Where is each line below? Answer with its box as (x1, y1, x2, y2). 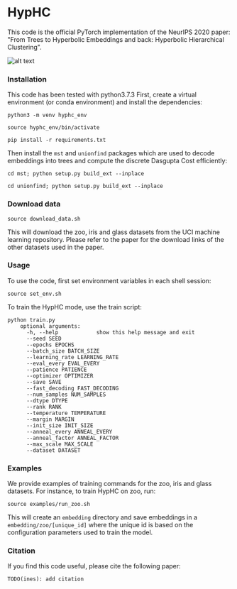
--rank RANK (26, 403, 62, 410)
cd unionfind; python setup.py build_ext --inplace (7, 182, 163, 190)
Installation (7, 74, 48, 84)
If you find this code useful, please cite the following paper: (7, 562, 181, 571)
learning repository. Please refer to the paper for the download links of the (7, 235, 225, 243)
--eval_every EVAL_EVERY (26, 360, 100, 367)
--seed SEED (26, 335, 62, 342)
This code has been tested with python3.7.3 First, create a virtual (7, 90, 197, 99)
